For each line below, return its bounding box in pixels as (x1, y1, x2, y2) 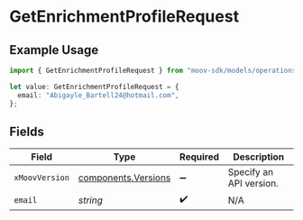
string (78, 194, 104, 206)
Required (179, 151, 219, 163)
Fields (9, 124, 45, 139)
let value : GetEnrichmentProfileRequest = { (9, 82, 179, 91)
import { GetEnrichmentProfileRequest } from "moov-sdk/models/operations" (9, 66, 300, 75)
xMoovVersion (14, 173, 70, 183)
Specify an (227, 166, 273, 179)
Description (233, 151, 285, 163)
